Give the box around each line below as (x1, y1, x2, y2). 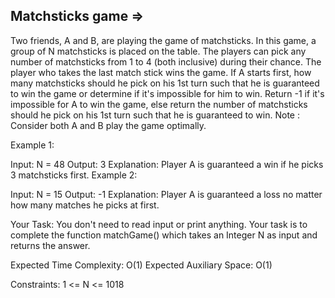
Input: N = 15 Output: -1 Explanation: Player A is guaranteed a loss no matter (10, 188, 323, 200)
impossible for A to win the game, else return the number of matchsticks (10, 98, 308, 110)
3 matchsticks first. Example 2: (10, 169, 138, 181)
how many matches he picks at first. (10, 199, 160, 211)
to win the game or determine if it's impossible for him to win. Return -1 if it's (10, 87, 325, 99)
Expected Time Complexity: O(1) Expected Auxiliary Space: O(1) (10, 259, 273, 271)
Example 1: (10, 139, 55, 151)
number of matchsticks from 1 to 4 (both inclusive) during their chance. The (10, 55, 322, 68)
